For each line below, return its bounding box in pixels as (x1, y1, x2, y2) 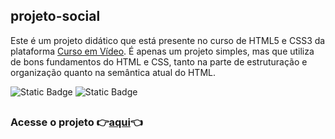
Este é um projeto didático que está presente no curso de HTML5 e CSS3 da (10, 34, 326, 46)
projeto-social (10, 8, 101, 25)
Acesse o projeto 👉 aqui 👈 (10, 115, 143, 129)
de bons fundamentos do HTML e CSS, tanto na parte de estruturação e (10, 55, 308, 68)
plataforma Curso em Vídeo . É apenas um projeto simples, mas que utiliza (10, 45, 315, 57)
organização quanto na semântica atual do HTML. (10, 66, 216, 78)
